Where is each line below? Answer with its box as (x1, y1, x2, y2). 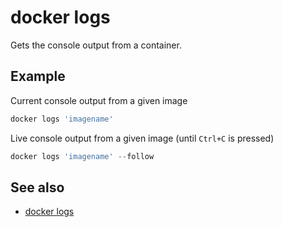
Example (10, 68, 66, 85)
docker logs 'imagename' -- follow (10, 151, 155, 161)
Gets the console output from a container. (10, 39, 182, 51)
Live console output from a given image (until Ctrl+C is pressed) (10, 132, 275, 144)
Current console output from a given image (10, 94, 188, 106)
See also (10, 179, 65, 196)
